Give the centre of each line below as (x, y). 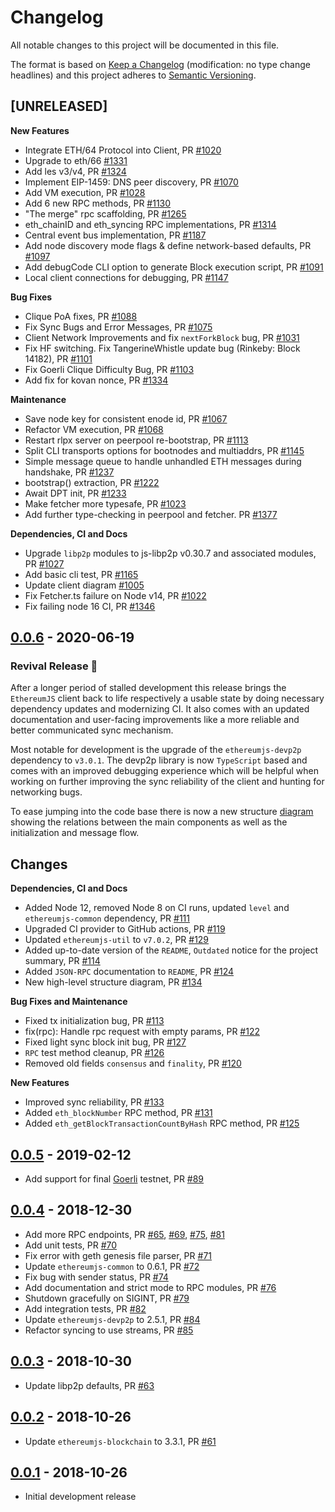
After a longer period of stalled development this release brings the (148, 688)
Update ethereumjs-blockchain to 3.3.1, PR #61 (120, 1441)
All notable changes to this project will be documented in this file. (145, 45)
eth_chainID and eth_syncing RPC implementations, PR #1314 (150, 224)
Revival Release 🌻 (54, 666)
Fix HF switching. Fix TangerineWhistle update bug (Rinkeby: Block (162, 348)
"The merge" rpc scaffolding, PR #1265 (105, 213)
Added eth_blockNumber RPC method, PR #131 (118, 1113)
